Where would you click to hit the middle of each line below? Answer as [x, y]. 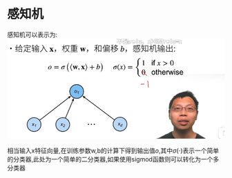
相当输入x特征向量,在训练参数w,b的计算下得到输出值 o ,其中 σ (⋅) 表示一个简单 [113, 151]
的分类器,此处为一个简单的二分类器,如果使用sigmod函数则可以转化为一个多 [113, 159]
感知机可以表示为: [32, 34]
